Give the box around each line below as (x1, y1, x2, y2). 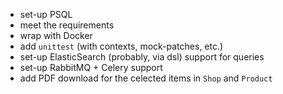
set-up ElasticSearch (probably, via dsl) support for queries (19, 51, 265, 63)
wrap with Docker (19, 30, 93, 41)
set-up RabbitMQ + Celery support (19, 62, 163, 73)
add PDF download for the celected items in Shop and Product (19, 72, 273, 84)
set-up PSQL (19, 9, 73, 20)
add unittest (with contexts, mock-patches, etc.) (19, 40, 224, 52)
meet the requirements (19, 19, 115, 31)
